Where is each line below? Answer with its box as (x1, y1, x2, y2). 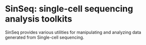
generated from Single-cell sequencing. (5, 34, 85, 40)
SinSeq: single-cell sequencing (5, 3, 133, 14)
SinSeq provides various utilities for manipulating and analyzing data (5, 29, 142, 35)
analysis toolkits (5, 13, 73, 24)
